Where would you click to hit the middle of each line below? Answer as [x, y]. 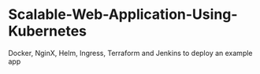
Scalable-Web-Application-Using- [123, 15]
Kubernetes [48, 31]
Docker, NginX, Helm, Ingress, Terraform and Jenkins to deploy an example [131, 53]
